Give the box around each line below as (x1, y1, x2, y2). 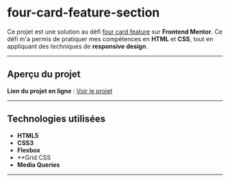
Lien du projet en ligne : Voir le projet (7, 87, 113, 95)
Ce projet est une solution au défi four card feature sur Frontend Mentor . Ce (7, 27, 223, 36)
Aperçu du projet (7, 69, 81, 80)
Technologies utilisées (7, 113, 106, 125)
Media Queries (16, 160, 60, 169)
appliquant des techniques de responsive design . (7, 42, 149, 50)
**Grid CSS (16, 153, 51, 161)
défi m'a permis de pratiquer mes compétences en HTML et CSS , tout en (7, 34, 214, 43)
